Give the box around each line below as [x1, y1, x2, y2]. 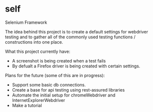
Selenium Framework [5, 19, 47, 25]
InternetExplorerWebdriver [12, 97, 65, 103]
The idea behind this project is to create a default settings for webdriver [5, 29, 149, 34]
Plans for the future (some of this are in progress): [5, 72, 105, 78]
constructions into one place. [5, 39, 63, 45]
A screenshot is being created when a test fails [12, 58, 106, 64]
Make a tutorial [12, 102, 42, 108]
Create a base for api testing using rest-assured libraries [12, 87, 125, 93]
